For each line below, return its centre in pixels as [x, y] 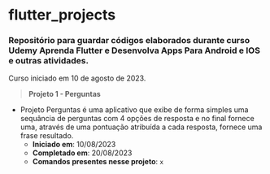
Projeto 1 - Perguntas [65, 94]
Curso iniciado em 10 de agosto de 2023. [77, 78]
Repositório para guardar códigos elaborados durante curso [129, 41]
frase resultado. [47, 136]
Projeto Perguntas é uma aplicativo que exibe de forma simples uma [134, 110]
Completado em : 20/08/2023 [82, 153]
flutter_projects [62, 15]
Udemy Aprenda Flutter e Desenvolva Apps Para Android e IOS [134, 50]
